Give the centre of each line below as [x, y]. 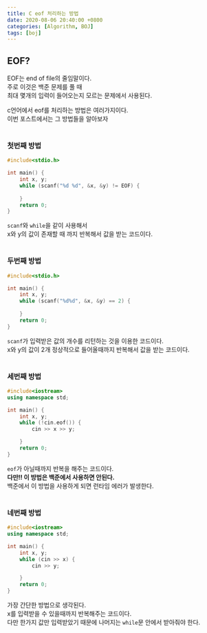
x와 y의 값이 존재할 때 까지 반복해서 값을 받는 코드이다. [80, 234]
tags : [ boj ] [24, 33]
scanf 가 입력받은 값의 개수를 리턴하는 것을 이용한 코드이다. [85, 341]
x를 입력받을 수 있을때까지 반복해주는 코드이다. [69, 614]
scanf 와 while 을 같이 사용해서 [47, 226]
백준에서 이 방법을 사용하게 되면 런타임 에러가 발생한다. [80, 486]
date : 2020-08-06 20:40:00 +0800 [55, 20]
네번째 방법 [24, 513]
